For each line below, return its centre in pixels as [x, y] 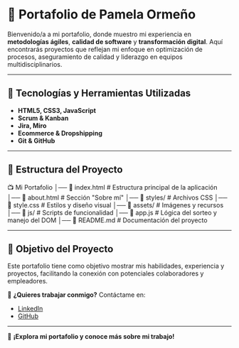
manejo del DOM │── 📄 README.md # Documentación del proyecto [107, 220]
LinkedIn [30, 309]
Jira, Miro [32, 125]
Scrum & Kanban [43, 118]
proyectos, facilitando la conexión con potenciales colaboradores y [106, 273]
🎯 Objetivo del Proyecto [60, 249]
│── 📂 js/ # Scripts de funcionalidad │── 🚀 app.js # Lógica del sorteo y [112, 212]
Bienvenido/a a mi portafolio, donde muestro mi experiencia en [100, 34]
